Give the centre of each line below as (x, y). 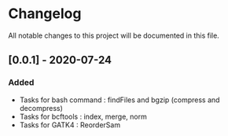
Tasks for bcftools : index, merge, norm (83, 116)
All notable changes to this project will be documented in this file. (114, 35)
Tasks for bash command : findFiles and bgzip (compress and (120, 100)
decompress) (41, 108)
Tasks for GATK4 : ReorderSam (70, 125)
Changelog (45, 14)
